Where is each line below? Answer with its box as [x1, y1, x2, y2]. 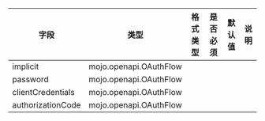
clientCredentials [12, 87, 75, 97]
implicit [12, 61, 39, 72]
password [12, 74, 49, 85]
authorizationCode [12, 100, 81, 110]
